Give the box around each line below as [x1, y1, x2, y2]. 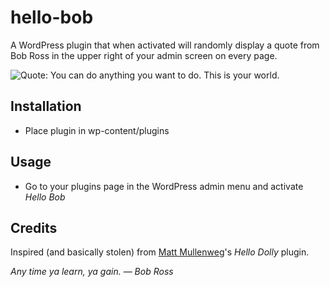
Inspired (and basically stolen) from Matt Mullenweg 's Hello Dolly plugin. [10, 246, 310, 258]
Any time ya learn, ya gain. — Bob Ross [10, 266, 174, 278]
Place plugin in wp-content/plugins [24, 124, 170, 136]
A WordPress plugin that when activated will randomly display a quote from [10, 39, 320, 51]
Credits [10, 219, 58, 236]
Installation [10, 98, 82, 115]
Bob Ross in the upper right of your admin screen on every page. [10, 49, 278, 61]
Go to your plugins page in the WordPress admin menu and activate [24, 180, 304, 192]
